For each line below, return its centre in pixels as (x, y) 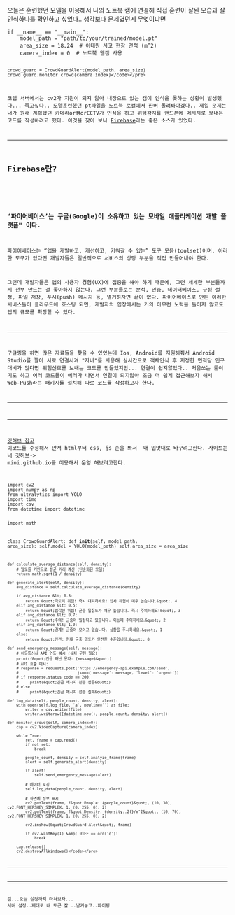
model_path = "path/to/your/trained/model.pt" (89, 38)
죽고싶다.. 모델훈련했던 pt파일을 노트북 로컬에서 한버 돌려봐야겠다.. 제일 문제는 (125, 106)
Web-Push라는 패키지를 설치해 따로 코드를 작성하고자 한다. (81, 383)
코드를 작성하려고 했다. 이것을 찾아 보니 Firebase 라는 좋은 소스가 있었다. (102, 120)
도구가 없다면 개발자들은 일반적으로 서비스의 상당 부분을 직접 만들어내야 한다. (112, 258)
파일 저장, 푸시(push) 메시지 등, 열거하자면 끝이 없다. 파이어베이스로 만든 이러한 (122, 297)
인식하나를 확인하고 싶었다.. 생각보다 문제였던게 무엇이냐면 (87, 19)
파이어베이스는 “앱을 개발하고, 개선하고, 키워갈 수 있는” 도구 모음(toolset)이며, (111, 251)
